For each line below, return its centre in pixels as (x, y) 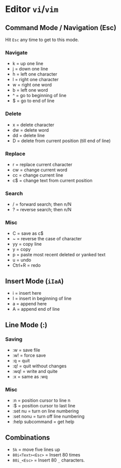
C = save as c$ (28, 233)
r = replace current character (42, 164)
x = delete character (33, 125)
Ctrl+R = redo (26, 265)
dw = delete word (30, 130)
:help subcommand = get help (43, 422)
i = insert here (27, 293)
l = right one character (35, 80)
